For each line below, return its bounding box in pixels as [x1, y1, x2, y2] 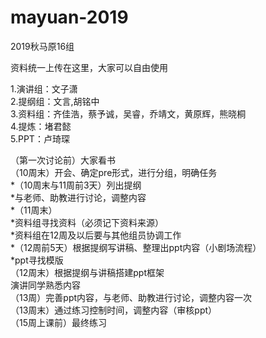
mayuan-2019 [10, 6, 129, 29]
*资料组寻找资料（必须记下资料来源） [10, 216, 165, 228]
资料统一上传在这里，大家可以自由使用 [10, 61, 168, 73]
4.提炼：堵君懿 [10, 120, 72, 132]
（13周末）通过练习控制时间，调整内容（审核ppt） [10, 304, 218, 316]
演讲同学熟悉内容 [10, 279, 81, 291]
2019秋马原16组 [10, 40, 75, 52]
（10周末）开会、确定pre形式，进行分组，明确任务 [10, 166, 218, 178]
